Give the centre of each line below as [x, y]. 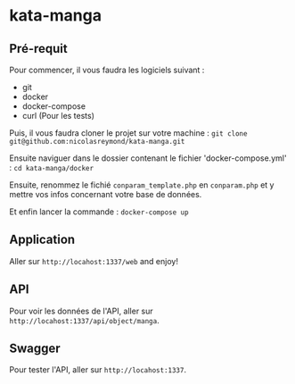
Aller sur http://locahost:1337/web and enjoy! [94, 261]
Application [42, 240]
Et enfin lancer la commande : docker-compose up [99, 212]
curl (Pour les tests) [58, 116]
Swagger [35, 349]
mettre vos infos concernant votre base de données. [106, 194]
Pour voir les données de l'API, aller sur [81, 311]
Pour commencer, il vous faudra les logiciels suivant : [107, 70]
